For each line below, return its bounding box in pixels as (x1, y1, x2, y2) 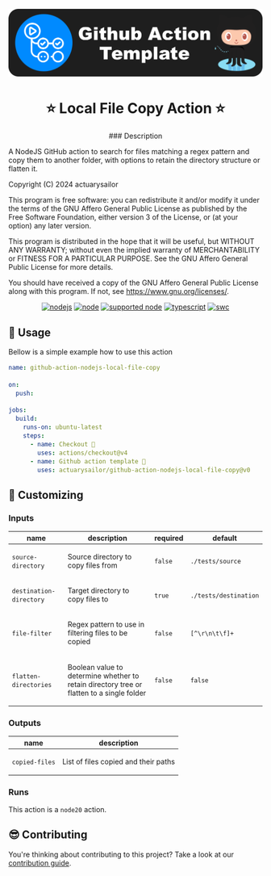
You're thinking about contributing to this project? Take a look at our (8, 849, 234, 859)
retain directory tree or (67, 679, 143, 689)
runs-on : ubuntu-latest (23, 423, 103, 432)
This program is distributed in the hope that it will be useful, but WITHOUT (8, 237, 255, 246)
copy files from (67, 560, 118, 570)
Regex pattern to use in (67, 619, 145, 630)
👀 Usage (8, 325, 51, 339)
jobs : (8, 406, 27, 414)
